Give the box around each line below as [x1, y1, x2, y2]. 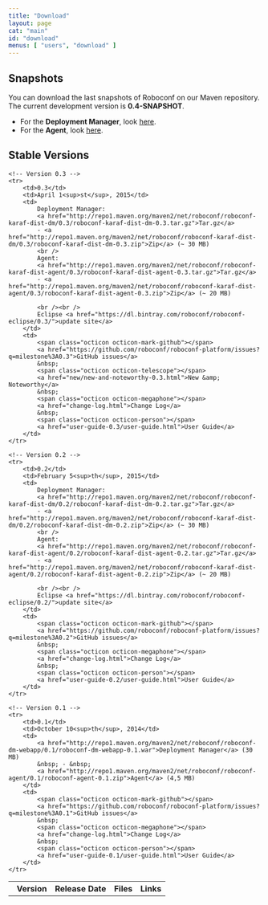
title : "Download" [8, 11, 70, 20]
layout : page [8, 19, 52, 27]
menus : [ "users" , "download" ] [8, 42, 116, 50]
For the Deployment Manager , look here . [19, 116, 156, 126]
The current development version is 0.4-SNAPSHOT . [8, 101, 185, 111]
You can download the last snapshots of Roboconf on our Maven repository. [8, 92, 260, 102]
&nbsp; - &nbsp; [37, 760, 91, 768]
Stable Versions [8, 149, 90, 162]
